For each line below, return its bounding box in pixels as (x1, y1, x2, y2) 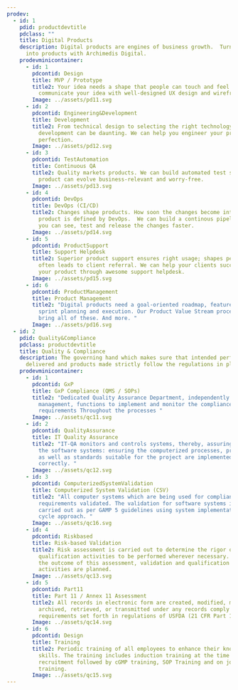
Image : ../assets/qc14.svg (32, 619, 112, 626)
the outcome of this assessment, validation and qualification (38, 559, 230, 566)
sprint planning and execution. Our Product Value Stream (38, 308, 214, 315)
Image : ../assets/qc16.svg (32, 520, 112, 527)
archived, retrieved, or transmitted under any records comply (38, 605, 230, 612)
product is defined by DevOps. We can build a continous (38, 216, 214, 223)
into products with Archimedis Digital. (25, 51, 147, 58)
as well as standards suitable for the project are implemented (38, 453, 233, 461)
